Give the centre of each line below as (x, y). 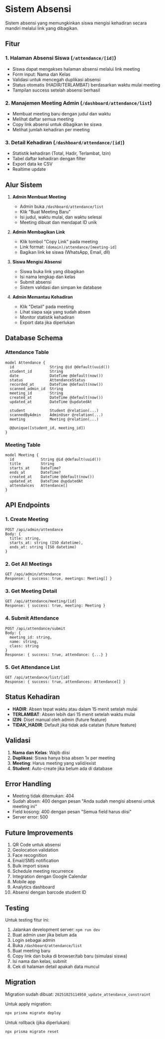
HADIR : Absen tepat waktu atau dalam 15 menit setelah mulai (75, 709)
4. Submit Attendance (32, 618)
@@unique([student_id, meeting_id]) (47, 428)
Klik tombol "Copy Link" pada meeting (59, 242)
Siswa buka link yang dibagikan (52, 272)
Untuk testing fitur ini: (27, 920)
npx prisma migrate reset (32, 1032)
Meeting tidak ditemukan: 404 (43, 796)
